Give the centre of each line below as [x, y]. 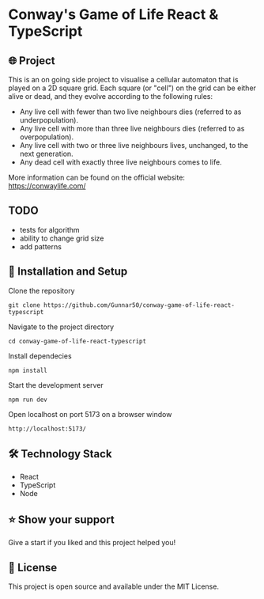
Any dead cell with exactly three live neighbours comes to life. [121, 162]
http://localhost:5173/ [47, 429]
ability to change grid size [62, 238]
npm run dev [28, 400]
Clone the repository [41, 290]
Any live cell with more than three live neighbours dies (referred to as [132, 129]
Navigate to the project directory [61, 327]
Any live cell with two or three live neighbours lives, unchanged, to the [134, 145]
